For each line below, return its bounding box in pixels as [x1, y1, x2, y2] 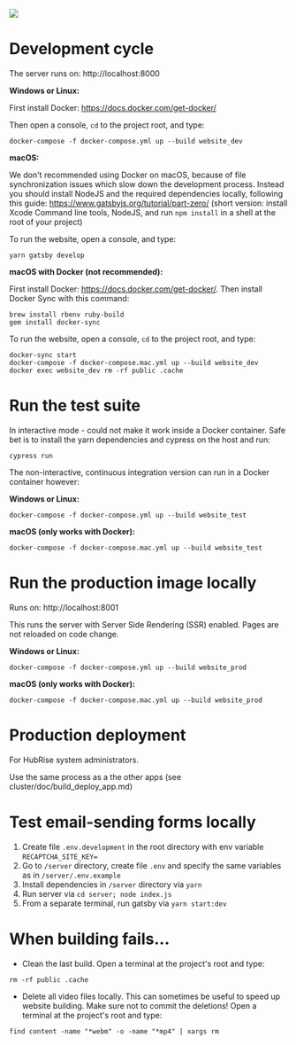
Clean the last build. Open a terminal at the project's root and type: [21, 958, 265, 969]
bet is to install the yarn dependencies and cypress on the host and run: [9, 434, 271, 445]
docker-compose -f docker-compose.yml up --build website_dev [9, 136, 243, 145]
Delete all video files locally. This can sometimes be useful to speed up [21, 991, 281, 1002]
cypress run [9, 451, 53, 460]
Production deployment [9, 725, 186, 745]
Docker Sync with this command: [9, 292, 130, 303]
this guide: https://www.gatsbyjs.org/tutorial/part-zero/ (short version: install [9, 198, 288, 208]
